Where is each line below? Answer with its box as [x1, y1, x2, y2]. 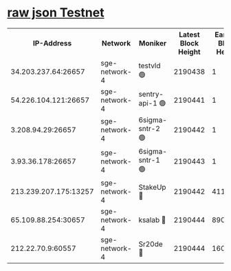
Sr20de [138, 239, 163, 249]
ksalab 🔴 [138, 215, 166, 225]
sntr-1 [138, 155, 160, 165]
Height [177, 47, 201, 57]
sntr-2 [138, 123, 160, 133]
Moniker [138, 38, 167, 48]
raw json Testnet [7, 5, 104, 21]
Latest [178, 30, 201, 39]
